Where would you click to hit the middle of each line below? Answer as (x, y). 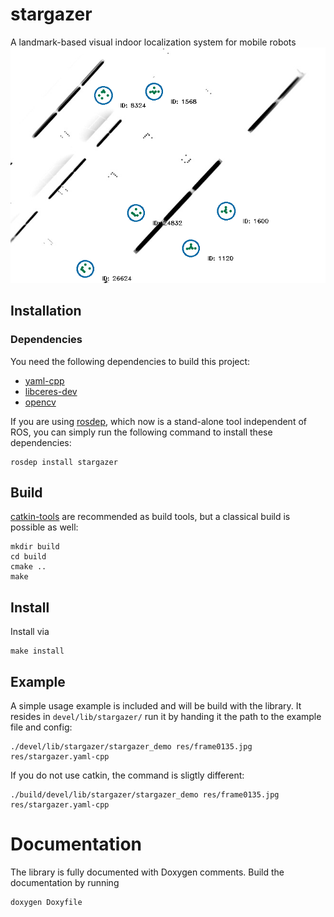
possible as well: (44, 527)
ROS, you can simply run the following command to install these (141, 432)
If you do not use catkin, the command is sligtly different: (127, 775)
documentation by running (65, 883)
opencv (40, 402)
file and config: (41, 727)
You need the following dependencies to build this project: (130, 361)
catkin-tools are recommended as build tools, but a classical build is (150, 517)
